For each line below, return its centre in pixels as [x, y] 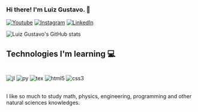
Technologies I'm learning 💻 [61, 54]
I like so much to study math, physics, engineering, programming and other [99, 96]
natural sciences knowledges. [43, 102]
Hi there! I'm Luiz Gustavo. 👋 [48, 10]
